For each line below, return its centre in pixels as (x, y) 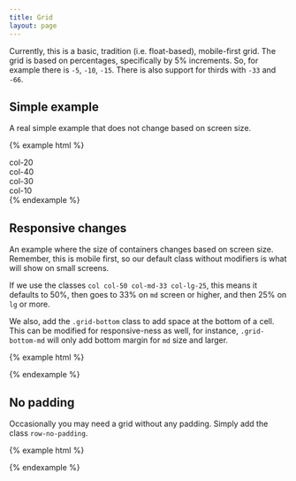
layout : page (33, 26)
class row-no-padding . (49, 433)
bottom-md (27, 341)
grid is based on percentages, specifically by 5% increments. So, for (134, 60)
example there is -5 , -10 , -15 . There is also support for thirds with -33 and (143, 70)
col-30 (21, 182)
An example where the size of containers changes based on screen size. (141, 250)
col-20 (21, 163)
